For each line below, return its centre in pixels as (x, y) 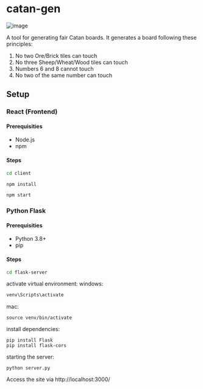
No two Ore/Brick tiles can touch (56, 55)
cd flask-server (27, 272)
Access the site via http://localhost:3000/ (59, 379)
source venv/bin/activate (39, 318)
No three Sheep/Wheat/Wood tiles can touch (71, 62)
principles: (20, 44)
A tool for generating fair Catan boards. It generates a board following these (101, 37)
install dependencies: (33, 329)
